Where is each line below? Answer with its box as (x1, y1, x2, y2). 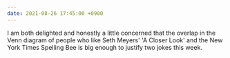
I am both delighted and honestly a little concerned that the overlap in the (7, 29, 216, 37)
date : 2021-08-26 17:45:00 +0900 (7, 10, 104, 17)
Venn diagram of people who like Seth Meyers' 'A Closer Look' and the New (7, 35, 223, 44)
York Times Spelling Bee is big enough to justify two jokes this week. (7, 43, 202, 51)
